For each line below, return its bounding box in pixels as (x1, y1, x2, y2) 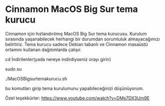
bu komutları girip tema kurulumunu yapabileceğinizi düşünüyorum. (5, 85, 144, 91)
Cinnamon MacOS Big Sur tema (5, 3, 138, 15)
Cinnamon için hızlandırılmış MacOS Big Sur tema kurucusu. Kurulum (5, 30, 147, 36)
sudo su (5, 66, 22, 72)
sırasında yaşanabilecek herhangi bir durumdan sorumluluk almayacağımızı (5, 36, 160, 42)
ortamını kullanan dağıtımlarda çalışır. (5, 46, 81, 52)
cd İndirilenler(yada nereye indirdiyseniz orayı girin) (5, 56, 111, 62)
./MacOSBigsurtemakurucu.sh (5, 75, 67, 81)
